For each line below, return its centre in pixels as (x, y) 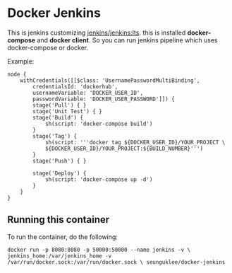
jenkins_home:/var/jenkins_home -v (60, 256)
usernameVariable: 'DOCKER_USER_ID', (88, 93)
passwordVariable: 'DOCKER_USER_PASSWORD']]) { (104, 99)
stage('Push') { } (60, 161)
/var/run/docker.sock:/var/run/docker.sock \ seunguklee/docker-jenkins (116, 262)
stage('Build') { (58, 117)
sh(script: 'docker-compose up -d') (99, 179)
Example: (21, 61)
